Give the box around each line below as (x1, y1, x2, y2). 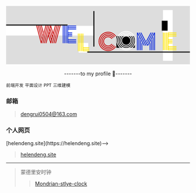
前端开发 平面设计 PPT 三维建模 (6, 82, 71, 88)
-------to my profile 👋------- (64, 70, 132, 77)
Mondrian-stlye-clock (34, 180, 87, 187)
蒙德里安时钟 (20, 169, 51, 176)
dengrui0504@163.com (20, 110, 78, 117)
